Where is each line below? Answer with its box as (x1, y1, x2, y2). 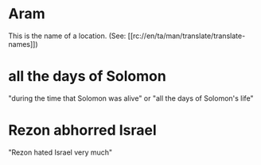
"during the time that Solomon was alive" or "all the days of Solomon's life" (8, 93, 254, 103)
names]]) (8, 39, 38, 48)
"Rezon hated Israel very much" (8, 148, 113, 157)
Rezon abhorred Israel (8, 121, 157, 140)
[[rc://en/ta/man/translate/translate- (127, 31, 246, 40)
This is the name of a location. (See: (8, 31, 127, 40)
